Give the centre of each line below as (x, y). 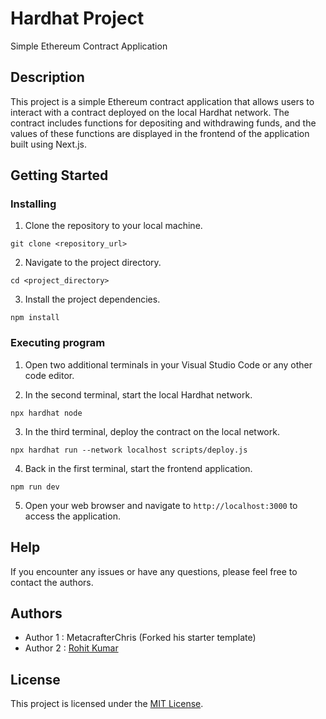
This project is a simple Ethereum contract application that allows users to (162, 101)
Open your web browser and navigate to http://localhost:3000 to (161, 505)
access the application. (72, 516)
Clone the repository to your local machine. (113, 226)
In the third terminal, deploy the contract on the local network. (152, 431)
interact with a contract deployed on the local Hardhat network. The (150, 112)
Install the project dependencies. (92, 299)
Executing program (58, 343)
